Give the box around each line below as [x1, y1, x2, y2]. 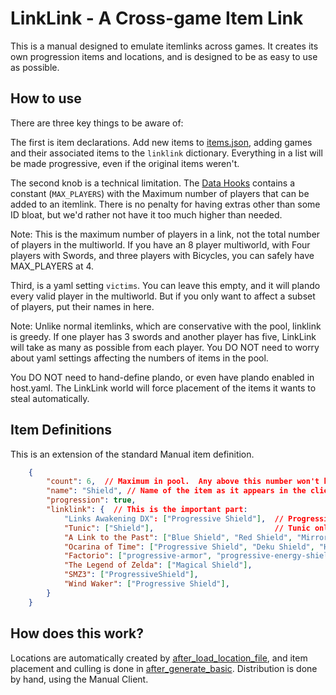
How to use [10, 90, 82, 107]
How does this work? [10, 625, 144, 642]
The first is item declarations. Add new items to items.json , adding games [10, 136, 313, 148]
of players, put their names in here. [10, 300, 155, 312]
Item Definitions [10, 422, 113, 439]
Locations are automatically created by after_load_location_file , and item [10, 652, 308, 664]
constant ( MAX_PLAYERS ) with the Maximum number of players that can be [10, 187, 310, 199]
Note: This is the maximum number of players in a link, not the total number [10, 228, 321, 240]
